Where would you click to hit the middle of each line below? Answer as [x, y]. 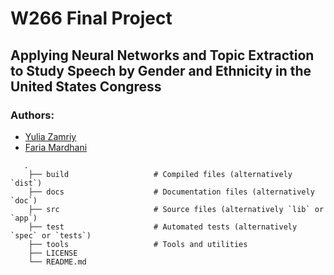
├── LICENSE [53, 253]
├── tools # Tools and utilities [138, 244]
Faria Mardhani [56, 147]
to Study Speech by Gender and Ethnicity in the [161, 70]
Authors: [32, 115]
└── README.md [57, 262]
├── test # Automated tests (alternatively [163, 227]
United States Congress [86, 86]
